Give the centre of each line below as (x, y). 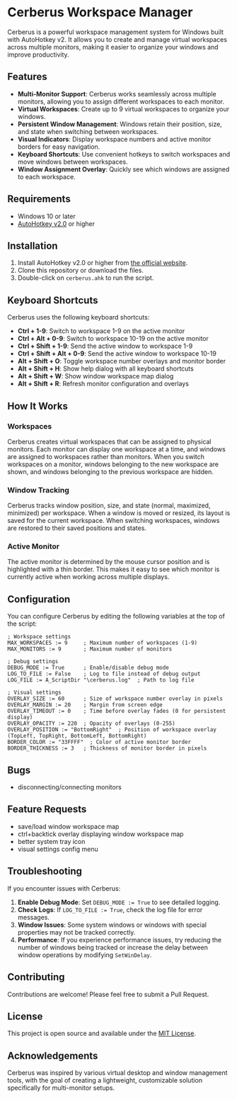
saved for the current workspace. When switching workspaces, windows (114, 521)
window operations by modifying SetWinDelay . (85, 954)
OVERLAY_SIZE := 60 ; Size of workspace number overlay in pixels (115, 699)
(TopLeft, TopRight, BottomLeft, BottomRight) (77, 736)
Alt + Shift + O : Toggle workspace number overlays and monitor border (122, 361)
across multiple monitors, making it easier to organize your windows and (113, 47)
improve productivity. (38, 55)
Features (27, 77)
